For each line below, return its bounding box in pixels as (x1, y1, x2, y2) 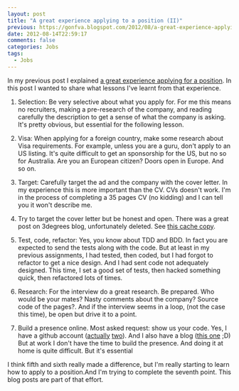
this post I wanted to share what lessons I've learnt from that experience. (7, 83, 221, 92)
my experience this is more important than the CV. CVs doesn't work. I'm (17, 186, 231, 194)
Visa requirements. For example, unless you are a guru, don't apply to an (17, 141, 231, 150)
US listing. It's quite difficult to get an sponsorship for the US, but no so (17, 149, 227, 157)
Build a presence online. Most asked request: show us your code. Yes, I (17, 323, 228, 332)
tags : (7, 50, 23, 58)
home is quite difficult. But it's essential (17, 346, 133, 355)
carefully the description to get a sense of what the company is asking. (17, 112, 226, 121)
